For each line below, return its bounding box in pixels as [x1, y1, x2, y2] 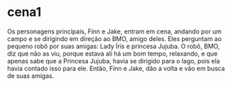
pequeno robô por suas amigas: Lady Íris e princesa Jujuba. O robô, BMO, [7, 42, 220, 50]
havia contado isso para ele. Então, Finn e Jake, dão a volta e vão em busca [7, 64, 225, 72]
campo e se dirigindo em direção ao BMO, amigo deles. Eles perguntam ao [7, 34, 222, 42]
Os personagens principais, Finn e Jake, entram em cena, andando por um [7, 27, 222, 35]
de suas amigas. [7, 71, 54, 80]
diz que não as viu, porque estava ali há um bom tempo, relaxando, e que [7, 49, 218, 58]
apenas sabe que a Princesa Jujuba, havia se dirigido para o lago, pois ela [7, 56, 220, 65]
